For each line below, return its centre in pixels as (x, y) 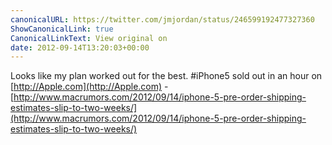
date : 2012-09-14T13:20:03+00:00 (80, 47)
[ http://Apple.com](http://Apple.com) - (89, 87)
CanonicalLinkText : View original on (89, 38)
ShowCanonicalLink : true (62, 29)
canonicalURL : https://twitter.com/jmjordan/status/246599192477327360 (162, 19)
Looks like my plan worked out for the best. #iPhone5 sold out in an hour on (166, 76)
